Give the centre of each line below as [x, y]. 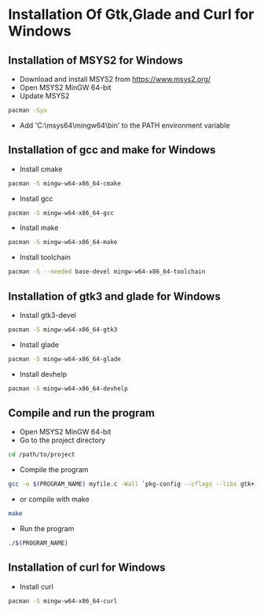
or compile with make [54, 499]
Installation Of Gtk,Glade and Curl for [131, 15]
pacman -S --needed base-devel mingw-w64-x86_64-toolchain [107, 272]
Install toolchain [45, 257]
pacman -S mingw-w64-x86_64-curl [63, 601]
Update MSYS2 [44, 96]
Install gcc [36, 198]
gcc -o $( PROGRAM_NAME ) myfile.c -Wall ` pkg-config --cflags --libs [123, 484]
